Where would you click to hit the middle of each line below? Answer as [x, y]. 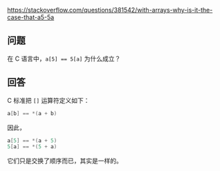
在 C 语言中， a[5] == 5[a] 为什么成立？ [64, 59]
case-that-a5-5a [31, 17]
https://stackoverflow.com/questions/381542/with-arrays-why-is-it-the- [110, 10]
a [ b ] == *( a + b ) [32, 113]
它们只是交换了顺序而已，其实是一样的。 [65, 161]
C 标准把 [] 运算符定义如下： [48, 100]
